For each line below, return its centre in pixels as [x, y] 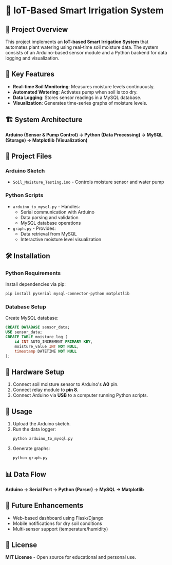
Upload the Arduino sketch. [42, 424]
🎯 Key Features [30, 74]
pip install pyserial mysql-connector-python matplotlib [68, 294]
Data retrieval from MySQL [49, 233]
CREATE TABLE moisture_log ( [36, 337]
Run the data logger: [34, 429]
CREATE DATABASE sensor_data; [38, 327]
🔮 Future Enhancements [44, 506]
